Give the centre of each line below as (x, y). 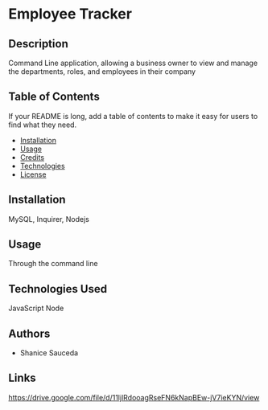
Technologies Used (58, 289)
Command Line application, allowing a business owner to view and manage (133, 63)
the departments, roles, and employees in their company (102, 72)
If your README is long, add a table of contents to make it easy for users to (133, 116)
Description (38, 44)
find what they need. (43, 125)
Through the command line (53, 264)
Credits (32, 157)
